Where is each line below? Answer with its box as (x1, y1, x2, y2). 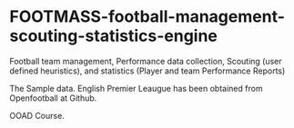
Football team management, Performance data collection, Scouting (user (9, 55, 282, 66)
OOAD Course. (9, 110, 66, 121)
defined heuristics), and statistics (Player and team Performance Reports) (9, 65, 286, 76)
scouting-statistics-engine (9, 25, 218, 46)
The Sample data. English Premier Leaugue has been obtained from (9, 83, 263, 94)
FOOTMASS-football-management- (9, 6, 285, 27)
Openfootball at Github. (9, 93, 97, 103)
